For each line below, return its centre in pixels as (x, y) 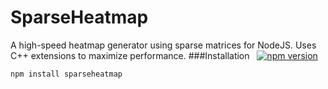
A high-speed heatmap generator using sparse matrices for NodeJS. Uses (163, 45)
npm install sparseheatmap (66, 74)
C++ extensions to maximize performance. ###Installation (130, 55)
